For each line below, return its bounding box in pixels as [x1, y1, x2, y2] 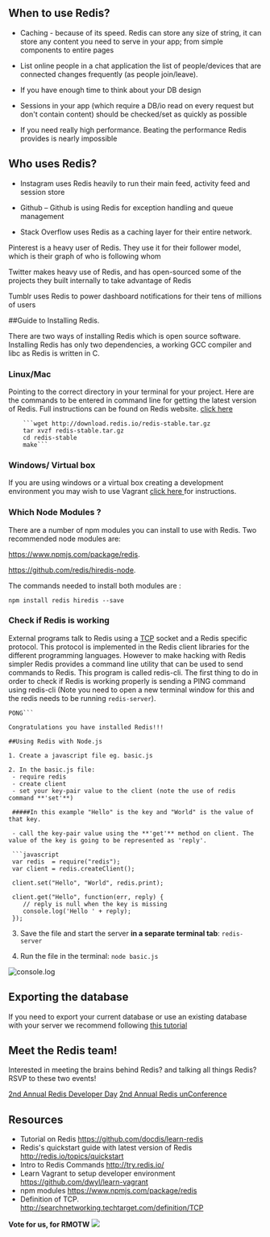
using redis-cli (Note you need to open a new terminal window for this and [8, 685, 255, 694]
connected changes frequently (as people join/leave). [19, 69, 199, 79]
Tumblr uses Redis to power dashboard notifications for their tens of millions [8, 291, 262, 301]
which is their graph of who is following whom [8, 251, 161, 261]
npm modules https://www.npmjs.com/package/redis [19, 1186, 197, 1196]
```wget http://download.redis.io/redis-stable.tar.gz [23, 420, 211, 428]
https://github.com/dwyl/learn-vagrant [19, 1177, 149, 1187]
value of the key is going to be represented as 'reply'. [8, 836, 207, 844]
